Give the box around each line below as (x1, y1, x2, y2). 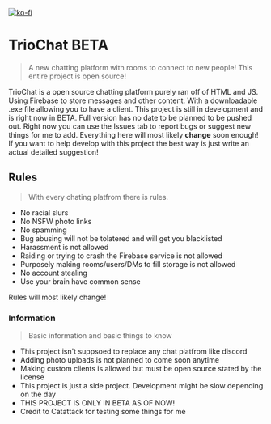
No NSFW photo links (19, 216, 92, 226)
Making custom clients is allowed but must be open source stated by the (19, 364, 262, 374)
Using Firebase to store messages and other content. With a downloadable (8, 95, 258, 105)
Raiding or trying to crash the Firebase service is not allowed (19, 251, 222, 261)
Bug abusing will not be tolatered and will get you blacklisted (19, 233, 222, 243)
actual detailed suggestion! (8, 146, 99, 157)
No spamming (19, 225, 67, 235)
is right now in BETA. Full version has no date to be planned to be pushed (8, 112, 252, 122)
